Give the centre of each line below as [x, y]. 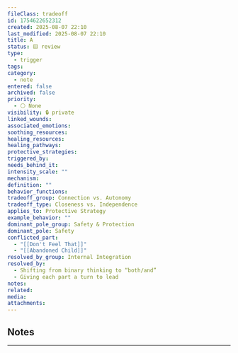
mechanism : [23, 178]
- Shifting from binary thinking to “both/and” [85, 270]
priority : [22, 100]
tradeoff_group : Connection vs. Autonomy [69, 198]
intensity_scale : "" [38, 172]
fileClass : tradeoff [38, 14]
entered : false [30, 86]
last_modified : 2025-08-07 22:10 [57, 34]
